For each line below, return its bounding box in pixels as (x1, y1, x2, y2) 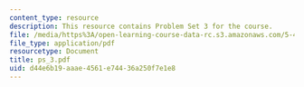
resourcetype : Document (9, 47, 100, 56)
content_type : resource (9, 13, 100, 23)
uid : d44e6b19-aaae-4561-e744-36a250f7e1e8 (9, 64, 176, 73)
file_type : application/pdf (9, 38, 116, 48)
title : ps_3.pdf (9, 55, 71, 64)
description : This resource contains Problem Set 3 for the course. (9, 22, 273, 31)
